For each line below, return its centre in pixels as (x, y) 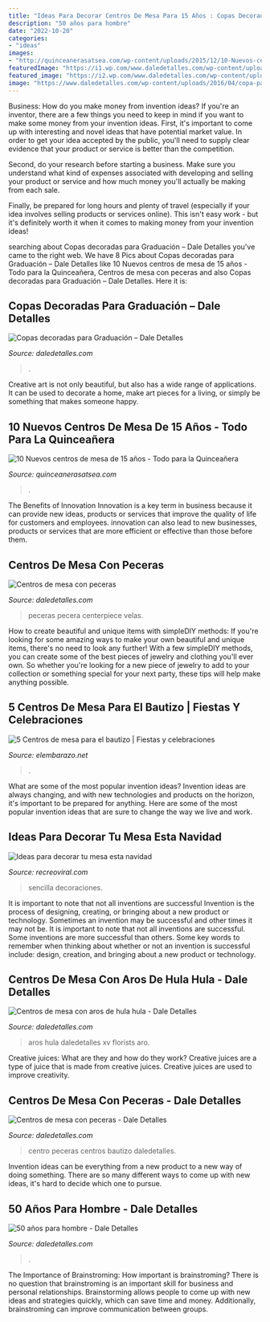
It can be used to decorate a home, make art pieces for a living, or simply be (135, 393)
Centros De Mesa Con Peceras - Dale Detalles (125, 1101)
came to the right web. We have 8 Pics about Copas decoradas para (121, 255)
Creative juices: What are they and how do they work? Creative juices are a (133, 1058)
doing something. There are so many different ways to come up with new (129, 1175)
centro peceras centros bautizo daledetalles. (102, 1151)
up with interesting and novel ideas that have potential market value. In (125, 131)
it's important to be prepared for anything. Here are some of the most (123, 803)
